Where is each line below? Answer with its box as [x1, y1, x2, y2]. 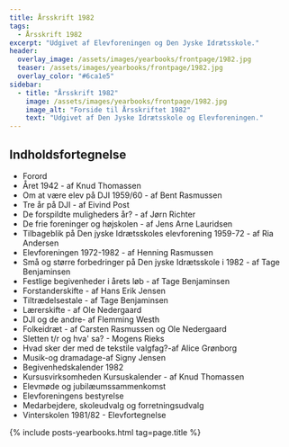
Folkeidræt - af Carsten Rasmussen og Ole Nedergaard [22, 323, 227, 334]
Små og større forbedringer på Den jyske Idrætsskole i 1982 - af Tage [22, 256, 281, 267]
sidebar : [9, 80, 42, 89]
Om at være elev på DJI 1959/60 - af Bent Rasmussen [22, 190, 222, 201]
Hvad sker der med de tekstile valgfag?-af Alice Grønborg [22, 343, 238, 353]
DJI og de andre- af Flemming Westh [22, 314, 160, 325]
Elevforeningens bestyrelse [22, 390, 124, 401]
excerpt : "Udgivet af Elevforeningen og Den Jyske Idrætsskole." [9, 38, 259, 48]
